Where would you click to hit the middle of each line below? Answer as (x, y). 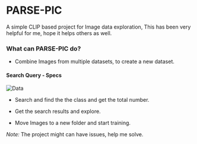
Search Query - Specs (34, 75)
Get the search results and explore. (58, 111)
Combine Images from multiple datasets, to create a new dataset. (95, 62)
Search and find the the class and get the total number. (82, 100)
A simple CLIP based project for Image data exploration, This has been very (99, 27)
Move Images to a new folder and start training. (73, 123)
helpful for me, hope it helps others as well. (59, 33)
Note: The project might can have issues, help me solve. (75, 134)
